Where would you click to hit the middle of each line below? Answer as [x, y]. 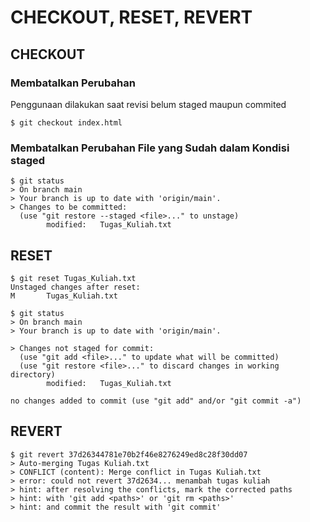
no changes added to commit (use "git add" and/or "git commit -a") [156, 401]
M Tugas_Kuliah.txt [64, 296]
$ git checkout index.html [66, 122]
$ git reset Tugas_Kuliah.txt [73, 278]
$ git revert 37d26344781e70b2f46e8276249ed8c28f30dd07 [129, 454]
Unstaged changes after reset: [75, 287]
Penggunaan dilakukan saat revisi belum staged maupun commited [148, 104]
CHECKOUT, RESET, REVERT [131, 17]
